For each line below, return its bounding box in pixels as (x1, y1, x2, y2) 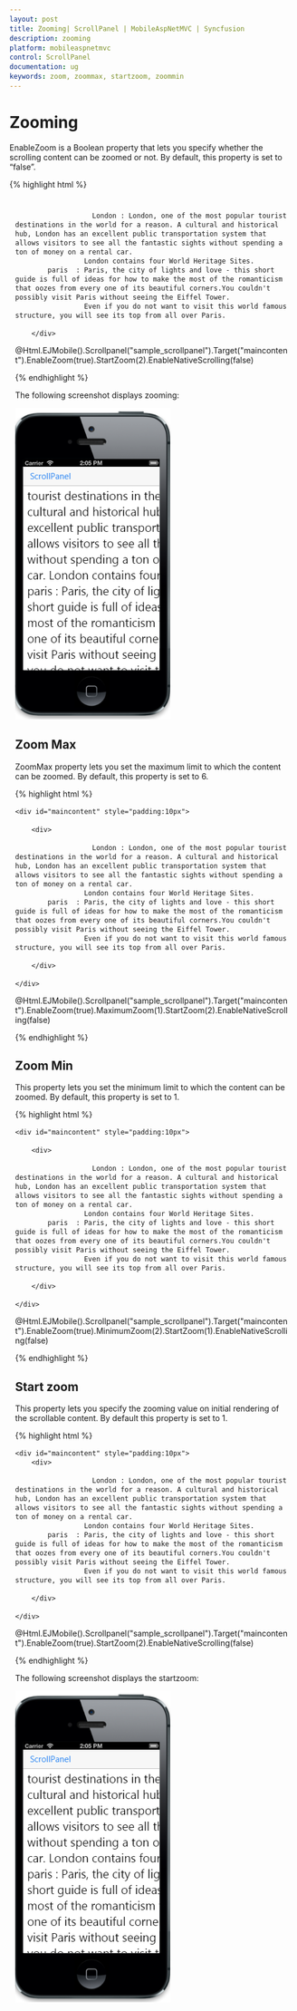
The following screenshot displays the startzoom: (14, 1673, 199, 1684)
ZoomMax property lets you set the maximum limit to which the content (14, 761, 282, 772)
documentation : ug (9, 63, 79, 72)
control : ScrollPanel (9, 53, 91, 63)
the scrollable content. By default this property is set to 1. (14, 1413, 228, 1424)
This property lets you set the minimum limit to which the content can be (14, 1082, 285, 1093)
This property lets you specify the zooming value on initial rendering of (14, 1403, 280, 1414)
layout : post (9, 15, 59, 24)
